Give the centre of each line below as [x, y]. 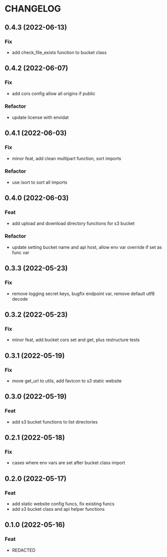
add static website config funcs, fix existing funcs [63, 504]
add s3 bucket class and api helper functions [58, 509]
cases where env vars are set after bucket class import [68, 463]
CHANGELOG [33, 9]
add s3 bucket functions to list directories [55, 422]
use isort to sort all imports [39, 182]
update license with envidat [40, 117]
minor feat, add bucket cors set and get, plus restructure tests [76, 340]
